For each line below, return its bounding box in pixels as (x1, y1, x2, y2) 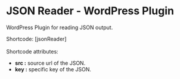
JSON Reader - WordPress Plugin (6, 4, 175, 18)
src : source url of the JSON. (14, 59, 86, 67)
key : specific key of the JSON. (14, 65, 91, 72)
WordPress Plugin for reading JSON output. (6, 24, 113, 31)
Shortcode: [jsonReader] (6, 35, 67, 42)
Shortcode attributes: (6, 48, 58, 55)
